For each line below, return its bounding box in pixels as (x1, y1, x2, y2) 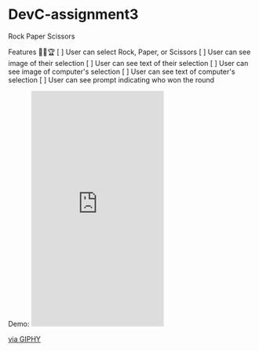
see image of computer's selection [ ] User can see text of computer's (8, 67, 235, 76)
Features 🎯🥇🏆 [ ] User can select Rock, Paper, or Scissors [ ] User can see (8, 47, 251, 57)
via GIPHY (8, 334, 42, 343)
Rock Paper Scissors (8, 31, 75, 41)
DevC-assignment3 (8, 5, 139, 24)
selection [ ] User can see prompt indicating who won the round (8, 75, 214, 84)
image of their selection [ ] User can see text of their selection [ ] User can (8, 58, 249, 68)
